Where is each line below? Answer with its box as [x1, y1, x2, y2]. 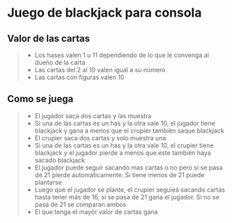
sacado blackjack [34, 156, 86, 164]
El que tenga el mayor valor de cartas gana [34, 207, 158, 216]
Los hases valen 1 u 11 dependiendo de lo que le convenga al [34, 51, 209, 59]
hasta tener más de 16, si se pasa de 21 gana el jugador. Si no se [34, 192, 219, 201]
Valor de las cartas [7, 33, 91, 44]
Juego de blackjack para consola [7, 5, 202, 21]
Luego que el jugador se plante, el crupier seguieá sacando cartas [34, 185, 225, 194]
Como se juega [7, 93, 74, 105]
